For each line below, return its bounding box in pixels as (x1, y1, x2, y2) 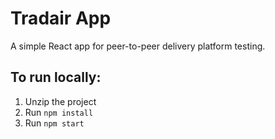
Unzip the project (24, 95, 97, 107)
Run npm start (24, 117, 85, 129)
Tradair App (10, 7, 112, 30)
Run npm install (24, 106, 94, 118)
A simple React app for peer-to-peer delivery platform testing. (10, 40, 266, 52)
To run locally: (10, 69, 102, 86)
